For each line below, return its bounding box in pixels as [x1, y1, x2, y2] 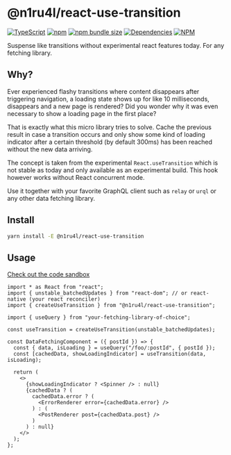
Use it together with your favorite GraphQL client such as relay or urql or [7, 186, 217, 195]
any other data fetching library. [7, 194, 96, 202]
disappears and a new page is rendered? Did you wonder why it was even [7, 102, 219, 110]
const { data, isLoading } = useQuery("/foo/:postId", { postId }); [13, 345, 216, 351]
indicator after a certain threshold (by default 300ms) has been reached [7, 138, 213, 146]
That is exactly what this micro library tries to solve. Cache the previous [7, 123, 212, 131]
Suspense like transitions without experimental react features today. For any [7, 41, 225, 49]
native [7, 296, 26, 303]
